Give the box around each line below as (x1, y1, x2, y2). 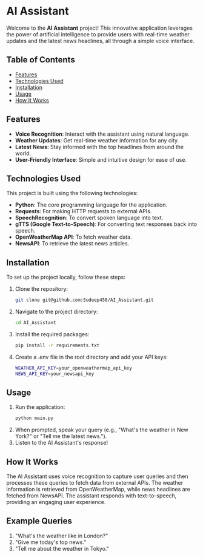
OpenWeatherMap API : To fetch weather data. (15, 233, 132, 241)
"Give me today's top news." (15, 538, 87, 546)
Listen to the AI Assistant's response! (15, 439, 108, 447)
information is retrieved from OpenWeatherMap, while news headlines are (6, 486, 191, 493)
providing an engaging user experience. (6, 499, 106, 506)
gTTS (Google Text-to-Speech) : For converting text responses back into (15, 221, 198, 228)
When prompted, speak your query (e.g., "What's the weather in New (15, 426, 189, 434)
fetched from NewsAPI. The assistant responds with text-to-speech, (6, 492, 177, 499)
